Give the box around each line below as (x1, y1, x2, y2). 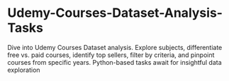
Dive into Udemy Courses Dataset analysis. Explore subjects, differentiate (7, 43, 223, 51)
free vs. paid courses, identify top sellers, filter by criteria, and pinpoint (7, 51, 215, 59)
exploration (7, 66, 40, 74)
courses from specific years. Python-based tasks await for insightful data (7, 58, 222, 66)
